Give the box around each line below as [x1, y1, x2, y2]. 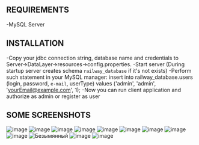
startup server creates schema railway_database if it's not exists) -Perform [6, 67, 192, 74]
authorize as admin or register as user [6, 93, 100, 100]
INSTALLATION [6, 39, 64, 49]
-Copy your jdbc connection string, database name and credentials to [6, 54, 179, 61]
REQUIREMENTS [6, 5, 69, 15]
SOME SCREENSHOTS [6, 110, 91, 120]
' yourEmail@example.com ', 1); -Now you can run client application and [6, 86, 182, 93]
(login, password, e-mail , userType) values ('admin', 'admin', [6, 79, 156, 87]
